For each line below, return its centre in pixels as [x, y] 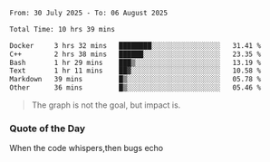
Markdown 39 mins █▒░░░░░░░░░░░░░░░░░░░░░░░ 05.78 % [135, 80]
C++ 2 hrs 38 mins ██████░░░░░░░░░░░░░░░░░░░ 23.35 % [135, 54]
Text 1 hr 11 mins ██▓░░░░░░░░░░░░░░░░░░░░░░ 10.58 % [135, 71]
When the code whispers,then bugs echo [87, 148]
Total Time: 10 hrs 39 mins [63, 29]
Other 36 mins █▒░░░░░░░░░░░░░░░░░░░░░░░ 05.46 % [135, 88]
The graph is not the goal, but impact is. [106, 105]
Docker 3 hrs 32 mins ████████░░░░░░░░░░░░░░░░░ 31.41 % [135, 45]
